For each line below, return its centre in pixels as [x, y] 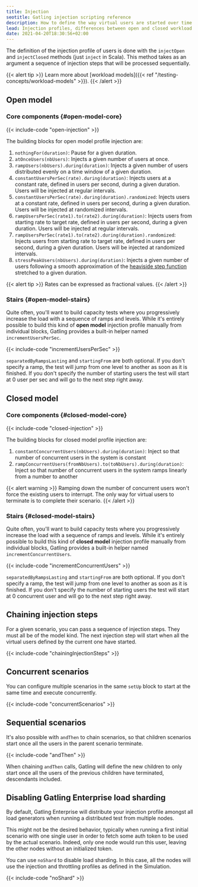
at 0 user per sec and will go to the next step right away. [75, 380]
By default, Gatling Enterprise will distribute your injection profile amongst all [100, 812]
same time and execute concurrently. [51, 692]
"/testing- [167, 75]
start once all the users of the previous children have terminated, [85, 772]
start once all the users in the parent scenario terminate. [75, 743]
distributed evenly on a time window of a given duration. [83, 171]
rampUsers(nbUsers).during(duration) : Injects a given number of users [101, 165]
